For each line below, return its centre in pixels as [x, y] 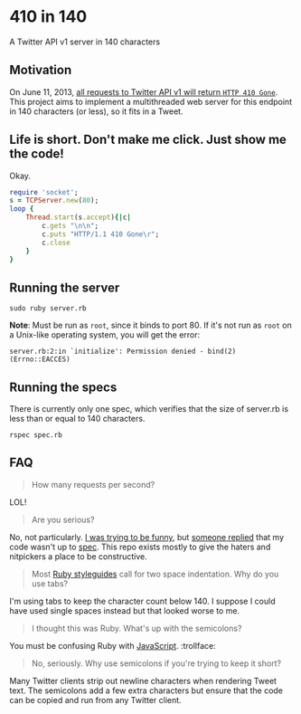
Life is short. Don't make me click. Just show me [148, 140]
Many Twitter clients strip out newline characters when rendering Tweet [143, 681]
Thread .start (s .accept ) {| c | [78, 218]
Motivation [41, 70]
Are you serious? [63, 519]
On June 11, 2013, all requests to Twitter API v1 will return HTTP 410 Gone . [144, 91]
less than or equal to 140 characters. [77, 419]
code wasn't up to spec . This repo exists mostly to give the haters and [140, 547]
